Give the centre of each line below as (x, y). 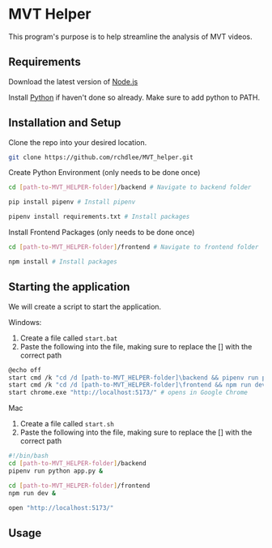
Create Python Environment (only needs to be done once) (104, 173)
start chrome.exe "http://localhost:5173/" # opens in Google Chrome (128, 393)
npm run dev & (32, 493)
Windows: (25, 322)
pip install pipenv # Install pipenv (72, 202)
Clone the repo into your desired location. (78, 142)
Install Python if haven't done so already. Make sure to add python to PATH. (134, 97)
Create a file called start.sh (67, 424)
